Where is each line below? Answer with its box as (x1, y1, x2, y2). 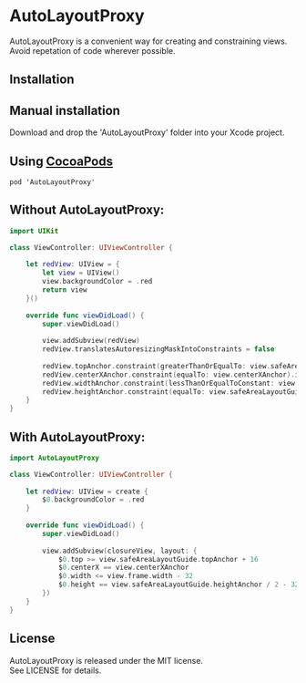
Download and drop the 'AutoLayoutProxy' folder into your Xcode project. (9, 127, 285, 138)
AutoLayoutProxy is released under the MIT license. (9, 655, 203, 666)
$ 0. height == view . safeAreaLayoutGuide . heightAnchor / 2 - (57, 580, 287, 589)
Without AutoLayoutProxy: (9, 202, 165, 218)
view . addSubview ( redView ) (42, 336, 141, 346)
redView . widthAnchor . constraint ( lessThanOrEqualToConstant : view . (42, 378, 300, 388)
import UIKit (9, 226, 59, 235)
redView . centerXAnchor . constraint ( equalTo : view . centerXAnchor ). (42, 370, 296, 379)
